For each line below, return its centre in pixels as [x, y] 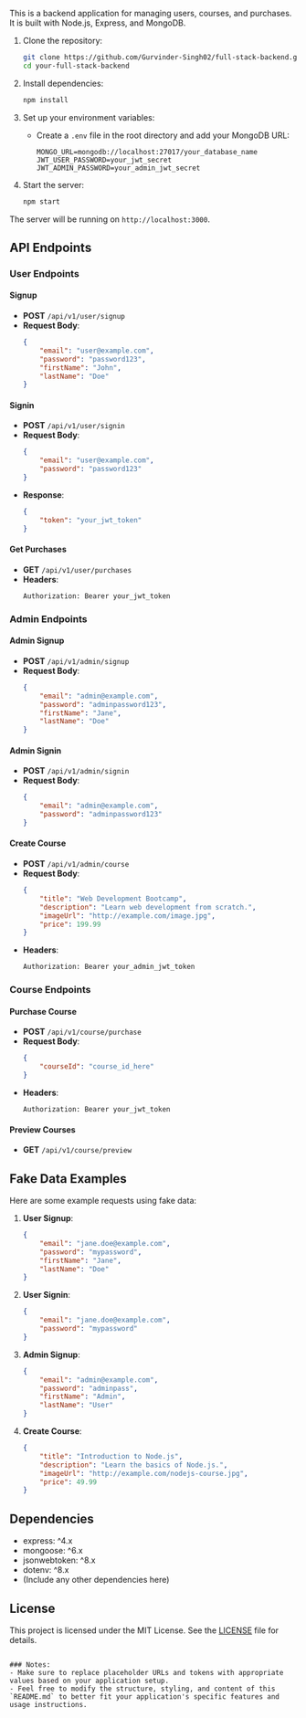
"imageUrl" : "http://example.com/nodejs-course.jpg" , [144, 1473]
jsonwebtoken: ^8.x [59, 1560]
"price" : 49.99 [69, 1482]
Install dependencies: [63, 83]
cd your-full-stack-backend [76, 66]
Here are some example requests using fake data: [103, 1201]
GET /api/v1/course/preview [77, 1150]
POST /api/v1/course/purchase [82, 1032]
